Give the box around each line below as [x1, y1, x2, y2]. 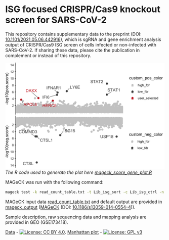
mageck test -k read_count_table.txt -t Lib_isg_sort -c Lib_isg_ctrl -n [5, 189, 164, 195]
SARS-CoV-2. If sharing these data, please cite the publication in [5, 47, 140, 53]
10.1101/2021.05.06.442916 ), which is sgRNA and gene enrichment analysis [5, 36, 161, 42]
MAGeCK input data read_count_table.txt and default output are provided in [5, 199, 162, 205]
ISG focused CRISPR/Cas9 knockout [5, 4, 161, 15]
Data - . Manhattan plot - [5, 229, 102, 235]
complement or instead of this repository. [5, 52, 92, 59]
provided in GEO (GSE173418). [5, 219, 68, 225]
